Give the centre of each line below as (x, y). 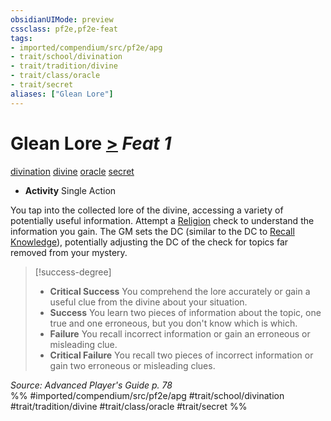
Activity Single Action (70, 190)
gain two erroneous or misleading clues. (132, 365)
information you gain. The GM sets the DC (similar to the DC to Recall (152, 231)
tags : (21, 38)
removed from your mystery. (69, 252)
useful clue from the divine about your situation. (148, 302)
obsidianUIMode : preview (62, 19)
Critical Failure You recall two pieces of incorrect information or (181, 355)
